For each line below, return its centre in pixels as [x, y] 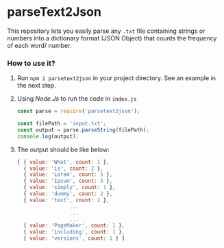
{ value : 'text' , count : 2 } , [66, 200]
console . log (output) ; [48, 136]
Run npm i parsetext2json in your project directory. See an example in [116, 78]
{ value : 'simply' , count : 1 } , [70, 188]
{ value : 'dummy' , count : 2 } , [68, 194]
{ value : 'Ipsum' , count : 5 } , [68, 181]
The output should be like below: [63, 149]
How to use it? [32, 63]
